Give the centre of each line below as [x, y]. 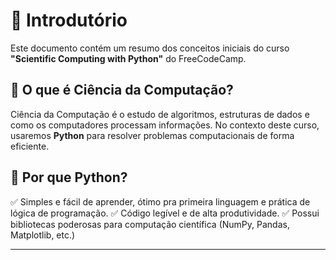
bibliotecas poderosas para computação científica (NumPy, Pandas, [150, 224]
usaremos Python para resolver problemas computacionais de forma [152, 135]
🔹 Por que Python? [69, 177]
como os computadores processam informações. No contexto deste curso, [165, 125]
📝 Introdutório [69, 20]
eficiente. [30, 146]
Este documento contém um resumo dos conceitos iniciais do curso [150, 48]
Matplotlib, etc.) [43, 235]
